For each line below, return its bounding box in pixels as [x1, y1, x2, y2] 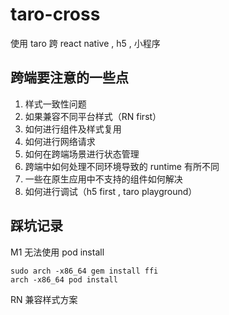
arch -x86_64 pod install [10, 274, 118, 285]
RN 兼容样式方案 [10, 293, 78, 305]
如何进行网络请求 [24, 135, 96, 147]
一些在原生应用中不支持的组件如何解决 [24, 173, 183, 185]
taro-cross [10, 3, 101, 26]
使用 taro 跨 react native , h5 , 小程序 [10, 37, 161, 49]
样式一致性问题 [24, 98, 87, 110]
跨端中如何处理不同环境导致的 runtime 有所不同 [24, 160, 220, 172]
